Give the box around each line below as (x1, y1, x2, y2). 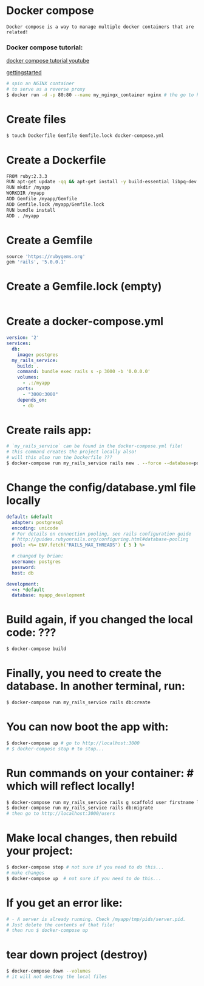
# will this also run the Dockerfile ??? (6, 455, 113, 461)
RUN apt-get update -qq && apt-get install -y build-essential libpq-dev (6, 179, 197, 185)
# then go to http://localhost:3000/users (6, 811, 115, 817)
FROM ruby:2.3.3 (6, 173, 47, 180)
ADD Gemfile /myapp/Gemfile (6, 196, 78, 202)
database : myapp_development (12, 592, 86, 598)
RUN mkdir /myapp (6, 184, 50, 191)
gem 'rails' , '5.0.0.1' (6, 259, 67, 265)
